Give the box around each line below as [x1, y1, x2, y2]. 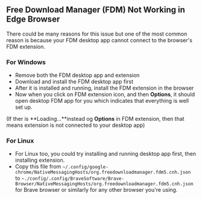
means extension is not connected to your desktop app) [6, 121, 145, 129]
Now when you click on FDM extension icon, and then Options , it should [14, 91, 195, 98]
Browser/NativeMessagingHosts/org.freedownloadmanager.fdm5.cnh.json [14, 181, 194, 187]
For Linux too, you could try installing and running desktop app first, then [14, 150, 197, 158]
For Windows [6, 58, 46, 66]
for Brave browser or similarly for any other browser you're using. [14, 186, 178, 194]
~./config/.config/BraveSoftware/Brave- [21, 176, 125, 182]
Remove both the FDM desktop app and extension [14, 72, 140, 79]
